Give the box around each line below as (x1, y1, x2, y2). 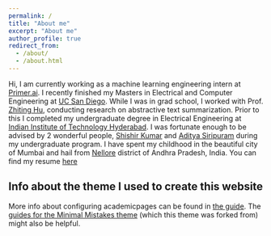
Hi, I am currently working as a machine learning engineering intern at (8, 78, 241, 89)
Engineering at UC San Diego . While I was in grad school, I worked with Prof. (8, 96, 264, 106)
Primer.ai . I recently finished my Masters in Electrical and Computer (8, 87, 233, 97)
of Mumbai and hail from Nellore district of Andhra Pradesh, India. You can (8, 147, 257, 158)
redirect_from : (8, 42, 60, 50)
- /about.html (15, 57, 63, 65)
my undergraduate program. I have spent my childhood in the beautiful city (8, 139, 258, 149)
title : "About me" (8, 19, 70, 27)
